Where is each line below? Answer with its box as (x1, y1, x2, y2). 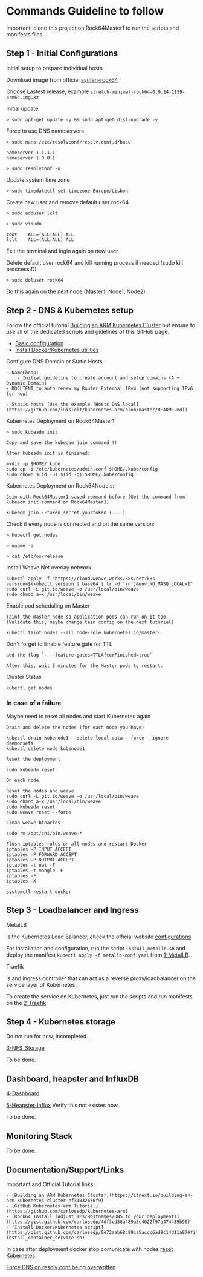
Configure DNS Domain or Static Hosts (6, 357, 103, 365)
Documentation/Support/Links (6, 1164, 124, 1175)
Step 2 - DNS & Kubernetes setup (6, 305, 134, 316)
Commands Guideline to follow (6, 4, 164, 18)
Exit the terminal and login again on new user (6, 247, 118, 254)
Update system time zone (6, 176, 71, 183)
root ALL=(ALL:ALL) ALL (6, 231, 74, 237)
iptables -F (6, 872, 36, 879)
